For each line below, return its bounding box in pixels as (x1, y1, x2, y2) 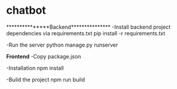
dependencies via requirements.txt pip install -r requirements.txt (6, 29, 166, 36)
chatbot (6, 4, 46, 17)
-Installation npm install (6, 64, 64, 72)
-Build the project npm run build (6, 76, 85, 83)
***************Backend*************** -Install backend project (6, 23, 171, 30)
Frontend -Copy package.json (6, 53, 81, 60)
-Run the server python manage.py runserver (6, 41, 118, 48)
